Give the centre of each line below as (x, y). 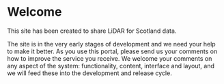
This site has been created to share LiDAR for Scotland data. (92, 31)
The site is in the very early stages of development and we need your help (112, 44)
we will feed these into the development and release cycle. (89, 73)
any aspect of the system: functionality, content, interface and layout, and (111, 66)
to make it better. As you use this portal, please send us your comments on (112, 51)
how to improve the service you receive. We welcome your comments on (110, 58)
